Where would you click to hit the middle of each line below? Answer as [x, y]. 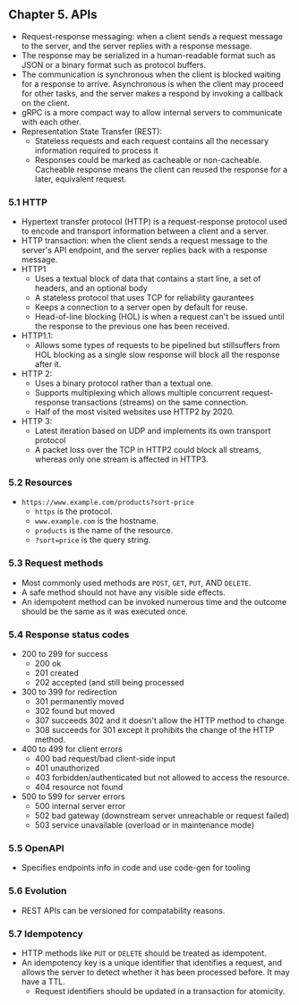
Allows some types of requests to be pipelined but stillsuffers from [157, 345]
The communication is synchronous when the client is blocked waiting [151, 74]
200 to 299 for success [64, 654]
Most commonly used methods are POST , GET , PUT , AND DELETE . [136, 583]
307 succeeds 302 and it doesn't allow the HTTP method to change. [161, 720]
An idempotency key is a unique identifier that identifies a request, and [152, 962]
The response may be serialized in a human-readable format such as [149, 55]
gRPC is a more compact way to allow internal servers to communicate [152, 112]
